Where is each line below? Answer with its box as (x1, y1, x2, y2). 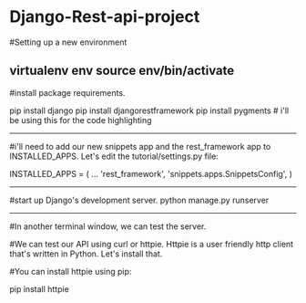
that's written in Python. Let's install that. (9, 248, 163, 259)
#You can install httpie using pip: (9, 266, 132, 277)
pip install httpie (9, 283, 70, 294)
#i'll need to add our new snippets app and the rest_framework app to (9, 141, 271, 151)
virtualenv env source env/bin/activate (9, 63, 235, 78)
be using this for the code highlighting (9, 114, 152, 125)
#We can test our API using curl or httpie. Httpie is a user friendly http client (9, 238, 294, 249)
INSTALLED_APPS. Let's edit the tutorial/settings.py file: (9, 151, 219, 162)
